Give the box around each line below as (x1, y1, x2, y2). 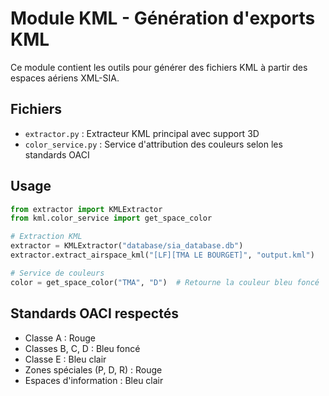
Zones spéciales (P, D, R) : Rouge (24, 363, 163, 376)
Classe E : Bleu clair (24, 353, 107, 365)
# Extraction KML (10, 232, 83, 242)
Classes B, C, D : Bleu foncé (24, 342, 141, 354)
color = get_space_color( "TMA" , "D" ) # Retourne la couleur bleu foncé (10, 277, 320, 287)
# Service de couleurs (10, 268, 105, 278)
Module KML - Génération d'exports (10, 7, 316, 30)
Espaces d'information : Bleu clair (24, 374, 164, 386)
